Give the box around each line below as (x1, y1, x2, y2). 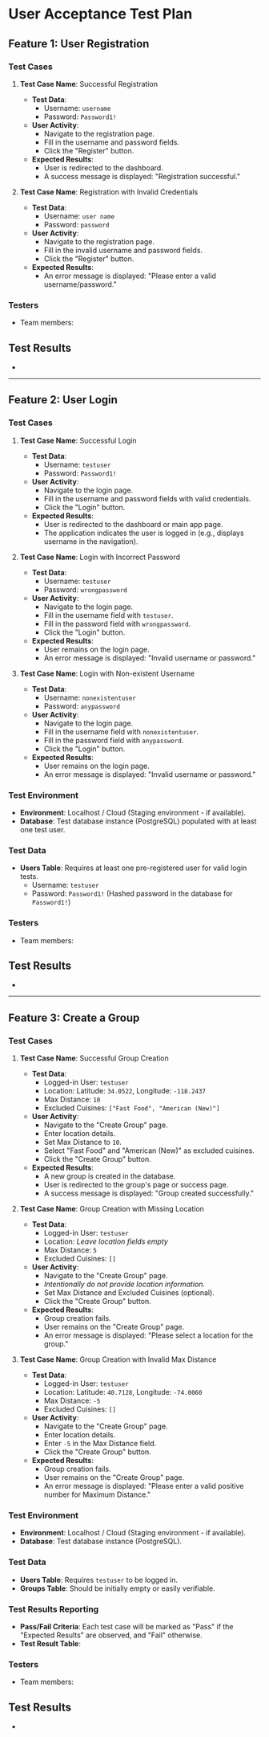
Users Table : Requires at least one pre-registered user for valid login (19, 863, 247, 873)
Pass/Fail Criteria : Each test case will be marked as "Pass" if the (19, 1621, 234, 1631)
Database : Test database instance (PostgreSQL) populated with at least (19, 816, 257, 826)
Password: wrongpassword (43, 584, 128, 595)
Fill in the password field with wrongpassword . (43, 619, 191, 628)
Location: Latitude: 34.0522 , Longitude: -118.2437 (43, 1086, 207, 1096)
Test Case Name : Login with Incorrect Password (19, 552, 181, 562)
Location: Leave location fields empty (43, 1236, 168, 1246)
